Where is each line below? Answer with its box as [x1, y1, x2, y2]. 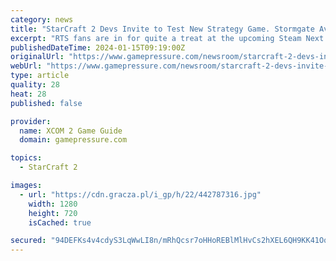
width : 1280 [28, 199, 78, 209]
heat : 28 [10, 89, 47, 99]
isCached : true [28, 217, 92, 228]
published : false [10, 98, 83, 108]
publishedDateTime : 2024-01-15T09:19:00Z [10, 42, 186, 53]
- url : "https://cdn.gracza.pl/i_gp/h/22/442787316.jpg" [19, 189, 262, 200]
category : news [10, 14, 74, 25]
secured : [10, 236, 47, 246]
